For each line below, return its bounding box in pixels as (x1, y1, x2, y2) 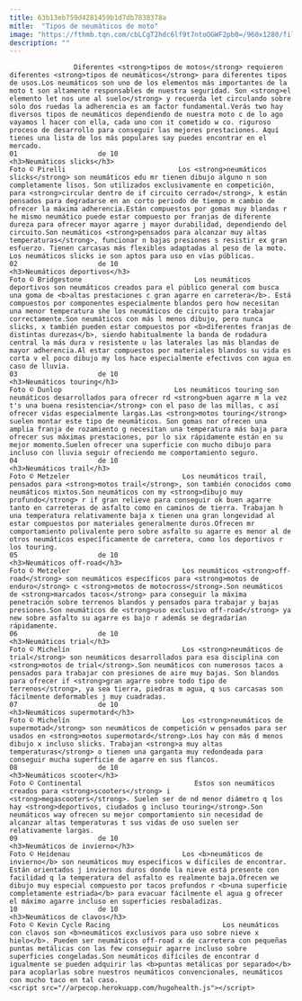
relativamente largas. (9, 827, 94, 836)
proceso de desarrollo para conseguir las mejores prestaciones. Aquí (9, 126, 280, 135)
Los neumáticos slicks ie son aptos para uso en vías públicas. (9, 252, 255, 261)
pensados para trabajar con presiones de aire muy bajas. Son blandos (9, 669, 280, 678)
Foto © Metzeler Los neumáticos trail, (9, 472, 268, 481)
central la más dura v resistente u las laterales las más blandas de (9, 338, 280, 347)
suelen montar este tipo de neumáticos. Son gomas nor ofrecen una (9, 417, 268, 426)
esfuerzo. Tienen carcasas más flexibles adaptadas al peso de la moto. (9, 244, 288, 253)
